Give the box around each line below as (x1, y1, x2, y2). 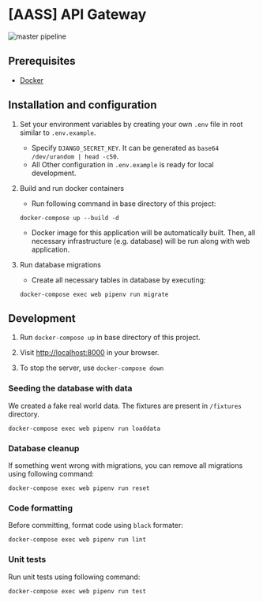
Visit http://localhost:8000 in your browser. (19, 348, 160, 357)
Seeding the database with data (8, 383, 133, 394)
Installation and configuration (8, 99, 157, 112)
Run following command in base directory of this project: (31, 199, 216, 208)
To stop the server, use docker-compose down (19, 363, 164, 372)
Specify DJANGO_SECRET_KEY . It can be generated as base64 (31, 143, 220, 152)
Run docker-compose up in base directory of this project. (19, 333, 201, 342)
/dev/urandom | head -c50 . (31, 151, 119, 161)
